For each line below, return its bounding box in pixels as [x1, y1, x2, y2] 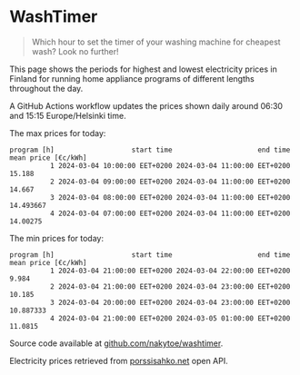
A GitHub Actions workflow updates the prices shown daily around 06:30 [9, 100, 284, 111]
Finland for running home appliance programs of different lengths [9, 73, 255, 84]
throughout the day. [9, 83, 84, 94]
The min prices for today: [9, 232, 105, 243]
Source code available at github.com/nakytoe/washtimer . [9, 338, 224, 349]
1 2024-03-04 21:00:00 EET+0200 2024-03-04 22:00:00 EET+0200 [49, 266, 291, 275]
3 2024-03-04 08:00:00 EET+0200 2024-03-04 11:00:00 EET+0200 [49, 192, 291, 202]
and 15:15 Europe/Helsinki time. [9, 110, 126, 121]
